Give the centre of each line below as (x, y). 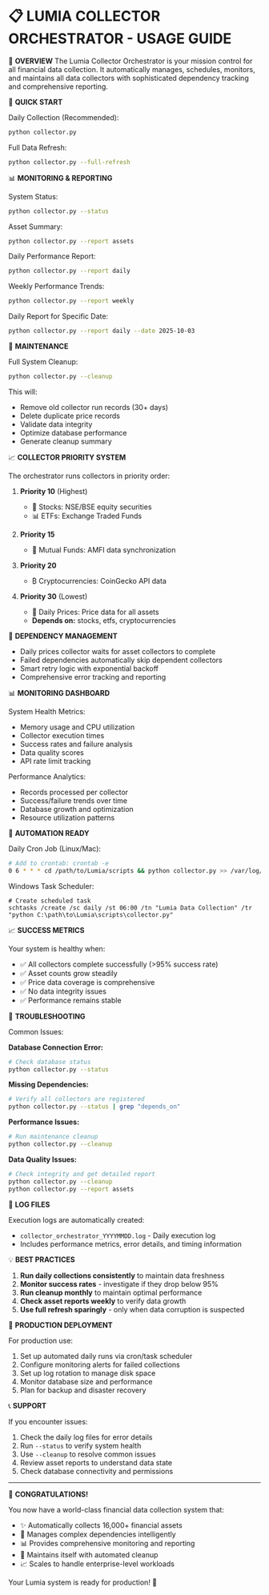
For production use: (41, 1340)
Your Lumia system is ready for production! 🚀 (83, 1582)
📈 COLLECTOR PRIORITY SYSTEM (67, 457)
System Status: (33, 196)
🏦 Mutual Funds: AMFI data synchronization (104, 549)
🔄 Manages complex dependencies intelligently (98, 1534)
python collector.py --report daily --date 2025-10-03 (102, 331)
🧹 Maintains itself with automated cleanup (89, 1554)
